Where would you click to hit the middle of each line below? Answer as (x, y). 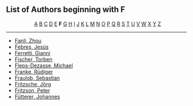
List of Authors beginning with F (66, 10)
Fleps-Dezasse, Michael (44, 65)
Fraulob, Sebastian (37, 78)
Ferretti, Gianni (32, 53)
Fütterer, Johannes (37, 97)
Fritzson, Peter (32, 90)
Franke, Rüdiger (34, 71)
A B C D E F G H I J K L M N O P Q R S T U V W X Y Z (98, 23)
